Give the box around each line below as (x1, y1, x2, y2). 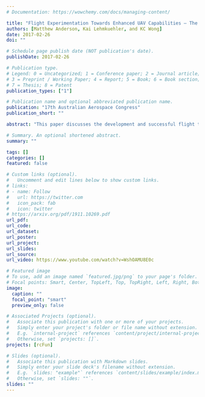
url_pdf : (6, 217, 29, 224)
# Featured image (6, 268, 51, 274)
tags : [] (6, 149, 29, 155)
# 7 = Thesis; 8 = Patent (6, 82, 72, 88)
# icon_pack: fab (6, 200, 56, 206)
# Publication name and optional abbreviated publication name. (6, 99, 173, 105)
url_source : (6, 251, 37, 257)
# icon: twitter (6, 206, 53, 212)
